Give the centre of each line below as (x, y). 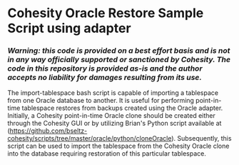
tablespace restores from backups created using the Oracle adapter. (122, 108)
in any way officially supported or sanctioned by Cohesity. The (119, 60)
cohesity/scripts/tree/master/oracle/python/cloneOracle (90, 139)
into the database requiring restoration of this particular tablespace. (107, 154)
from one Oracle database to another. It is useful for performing (101, 101)
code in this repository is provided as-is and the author (105, 69)
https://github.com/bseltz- (49, 131)
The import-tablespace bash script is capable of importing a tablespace (113, 93)
